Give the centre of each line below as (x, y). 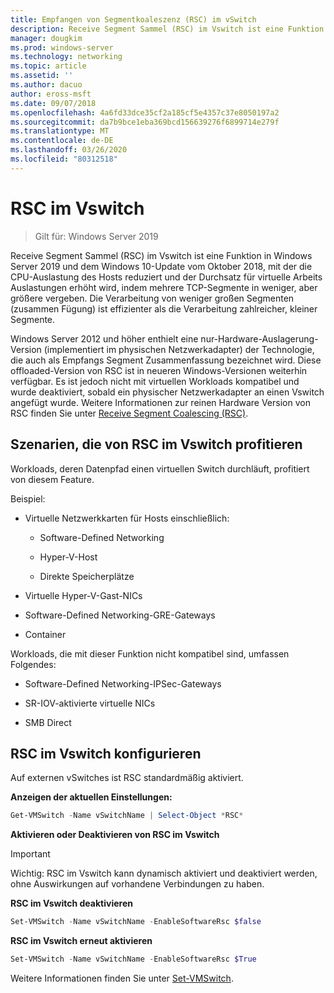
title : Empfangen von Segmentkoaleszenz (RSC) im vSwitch (133, 19)
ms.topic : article (48, 66)
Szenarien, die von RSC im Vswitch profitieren (156, 444)
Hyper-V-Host (68, 557)
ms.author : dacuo (46, 85)
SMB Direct (48, 722)
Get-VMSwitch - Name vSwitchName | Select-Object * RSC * (127, 816)
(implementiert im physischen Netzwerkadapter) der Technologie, (179, 349)
